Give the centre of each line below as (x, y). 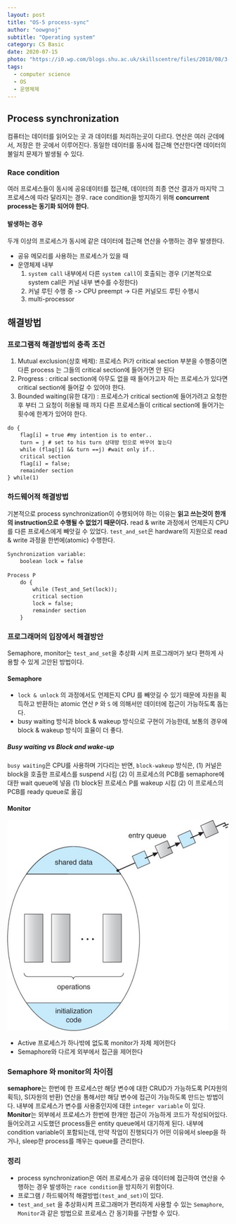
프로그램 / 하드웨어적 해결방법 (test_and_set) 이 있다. (90, 1195)
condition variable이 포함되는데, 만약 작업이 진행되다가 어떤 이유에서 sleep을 (113, 1132)
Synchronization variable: (47, 554)
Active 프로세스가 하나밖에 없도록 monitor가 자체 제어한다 (97, 1042)
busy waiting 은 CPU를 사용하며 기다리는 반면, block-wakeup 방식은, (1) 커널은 (115, 765)
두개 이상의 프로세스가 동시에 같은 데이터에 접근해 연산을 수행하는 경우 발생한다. (116, 241)
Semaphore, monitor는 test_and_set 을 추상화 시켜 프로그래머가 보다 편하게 (112, 653)
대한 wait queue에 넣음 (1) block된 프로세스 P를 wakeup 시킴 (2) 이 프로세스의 (116, 783)
